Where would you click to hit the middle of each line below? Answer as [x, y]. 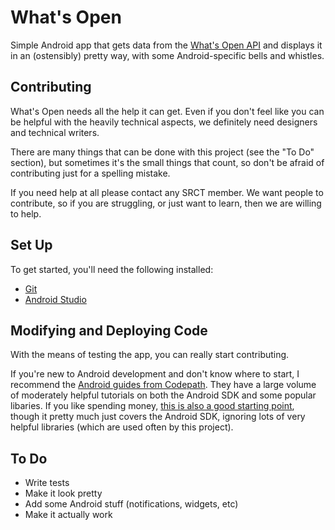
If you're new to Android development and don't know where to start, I [155, 374]
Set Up [31, 245]
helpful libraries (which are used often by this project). [122, 427]
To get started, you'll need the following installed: [112, 269]
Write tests [47, 483]
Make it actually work [68, 515]
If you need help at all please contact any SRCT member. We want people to [167, 192]
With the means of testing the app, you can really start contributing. [150, 355]
